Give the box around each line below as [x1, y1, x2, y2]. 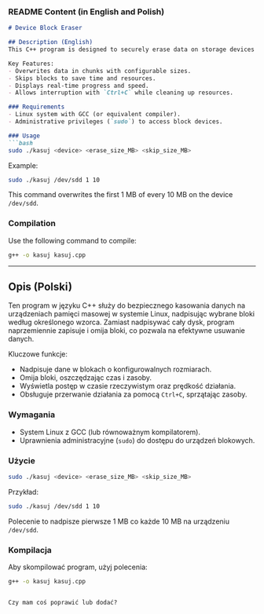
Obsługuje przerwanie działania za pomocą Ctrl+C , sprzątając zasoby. [19, 389, 247, 399]
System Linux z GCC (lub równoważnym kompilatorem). [19, 427, 200, 437]
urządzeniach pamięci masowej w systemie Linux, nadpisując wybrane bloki [8, 309, 255, 319]
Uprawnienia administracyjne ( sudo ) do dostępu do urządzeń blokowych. [19, 435, 255, 445]
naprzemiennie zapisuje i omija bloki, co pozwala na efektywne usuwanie [8, 326, 246, 335]
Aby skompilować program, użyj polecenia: [8, 562, 148, 572]
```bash [8, 139, 34, 147]
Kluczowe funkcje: [8, 349, 68, 359]
